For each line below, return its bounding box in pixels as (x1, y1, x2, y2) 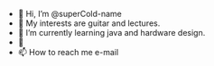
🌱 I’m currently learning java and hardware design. (17, 28, 206, 37)
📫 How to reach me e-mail (17, 47, 119, 57)
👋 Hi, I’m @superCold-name (17, 9, 122, 19)
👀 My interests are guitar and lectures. (17, 18, 161, 29)
